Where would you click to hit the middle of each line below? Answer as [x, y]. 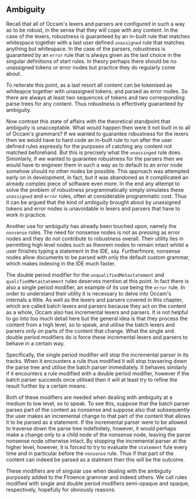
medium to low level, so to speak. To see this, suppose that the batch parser [98, 403]
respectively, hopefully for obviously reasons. [61, 490]
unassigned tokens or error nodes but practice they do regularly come [91, 67]
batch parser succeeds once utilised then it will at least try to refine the [92, 379]
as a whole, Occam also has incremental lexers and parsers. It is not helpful [97, 312]
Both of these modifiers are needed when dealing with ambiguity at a [89, 397]
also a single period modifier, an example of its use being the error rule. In [96, 287]
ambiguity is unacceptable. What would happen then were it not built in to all [98, 127]
